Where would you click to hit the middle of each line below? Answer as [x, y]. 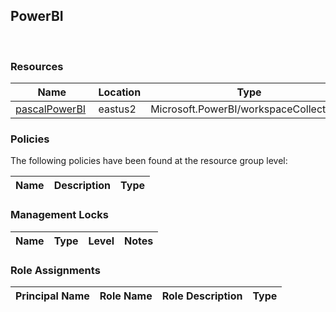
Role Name [126, 296]
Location [120, 92]
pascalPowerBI [51, 109]
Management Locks [59, 215]
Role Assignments [55, 270]
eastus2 [117, 109]
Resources [37, 66]
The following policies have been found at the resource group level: [149, 161]
